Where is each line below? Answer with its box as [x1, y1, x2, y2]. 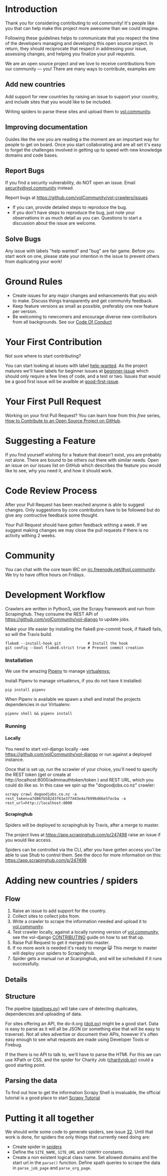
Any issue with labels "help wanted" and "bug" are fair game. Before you [5, 248, 155, 254]
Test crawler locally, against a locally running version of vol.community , [12, 929, 160, 935]
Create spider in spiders [12, 1144, 62, 1150]
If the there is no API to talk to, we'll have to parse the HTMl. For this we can [5, 1051, 161, 1057]
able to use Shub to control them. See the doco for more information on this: [5, 852, 162, 858]
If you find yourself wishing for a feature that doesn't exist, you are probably [5, 451, 162, 457]
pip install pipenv [5, 687, 46, 693]
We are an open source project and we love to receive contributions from [5, 60, 156, 66]
